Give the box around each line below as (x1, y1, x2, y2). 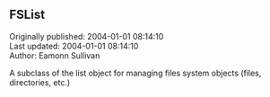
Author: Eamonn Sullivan (9, 49, 100, 61)
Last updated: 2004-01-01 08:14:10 (9, 40, 139, 51)
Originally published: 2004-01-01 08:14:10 (9, 31, 164, 41)
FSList (9, 7, 46, 22)
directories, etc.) (9, 76, 71, 88)
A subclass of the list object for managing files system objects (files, (9, 67, 262, 78)
